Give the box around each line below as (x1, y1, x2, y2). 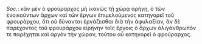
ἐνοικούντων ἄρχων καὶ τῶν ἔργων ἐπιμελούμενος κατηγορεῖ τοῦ (6, 11, 175, 19)
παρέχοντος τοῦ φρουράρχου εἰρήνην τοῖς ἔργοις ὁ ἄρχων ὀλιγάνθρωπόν (6, 24, 197, 31)
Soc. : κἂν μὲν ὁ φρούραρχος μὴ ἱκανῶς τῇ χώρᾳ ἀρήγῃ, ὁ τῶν (6, 5, 165, 12)
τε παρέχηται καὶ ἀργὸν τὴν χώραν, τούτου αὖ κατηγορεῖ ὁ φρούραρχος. (6, 31, 192, 38)
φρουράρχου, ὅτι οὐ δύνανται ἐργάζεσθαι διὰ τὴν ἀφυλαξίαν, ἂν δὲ (6, 18, 181, 25)
